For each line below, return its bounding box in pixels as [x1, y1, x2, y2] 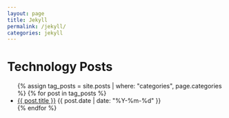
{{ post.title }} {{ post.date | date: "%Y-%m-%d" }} [17, 97, 161, 105]
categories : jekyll [7, 29, 63, 37]
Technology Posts [7, 59, 113, 75]
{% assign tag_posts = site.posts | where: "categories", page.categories [17, 82, 222, 90]
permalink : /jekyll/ [7, 23, 67, 30]
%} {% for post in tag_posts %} [17, 89, 107, 97]
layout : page [7, 10, 45, 17]
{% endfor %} [17, 104, 57, 112]
